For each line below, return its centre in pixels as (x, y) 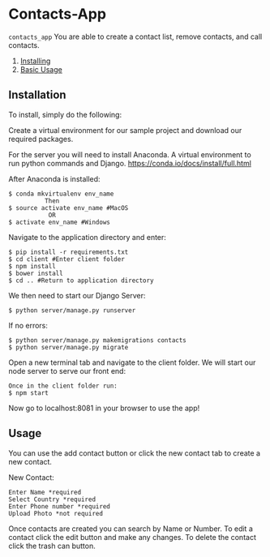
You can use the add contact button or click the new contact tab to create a (135, 453)
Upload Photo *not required (56, 513)
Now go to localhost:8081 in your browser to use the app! (104, 408)
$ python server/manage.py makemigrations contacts (97, 340)
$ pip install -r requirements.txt (69, 252)
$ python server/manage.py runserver (72, 310)
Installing (35, 61)
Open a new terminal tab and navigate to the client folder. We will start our (132, 362)
